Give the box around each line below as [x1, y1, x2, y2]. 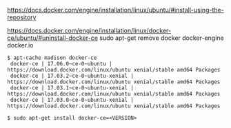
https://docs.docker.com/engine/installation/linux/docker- [7, 27, 171, 34]
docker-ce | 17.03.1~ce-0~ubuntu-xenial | [10, 85, 134, 92]
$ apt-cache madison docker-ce [7, 54, 97, 61]
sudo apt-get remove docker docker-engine [99, 34, 224, 42]
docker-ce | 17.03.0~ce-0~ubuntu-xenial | [10, 96, 134, 103]
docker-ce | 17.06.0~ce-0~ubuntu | [10, 61, 112, 67]
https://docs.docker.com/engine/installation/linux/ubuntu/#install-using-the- [7, 6, 224, 14]
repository [7, 13, 37, 21]
